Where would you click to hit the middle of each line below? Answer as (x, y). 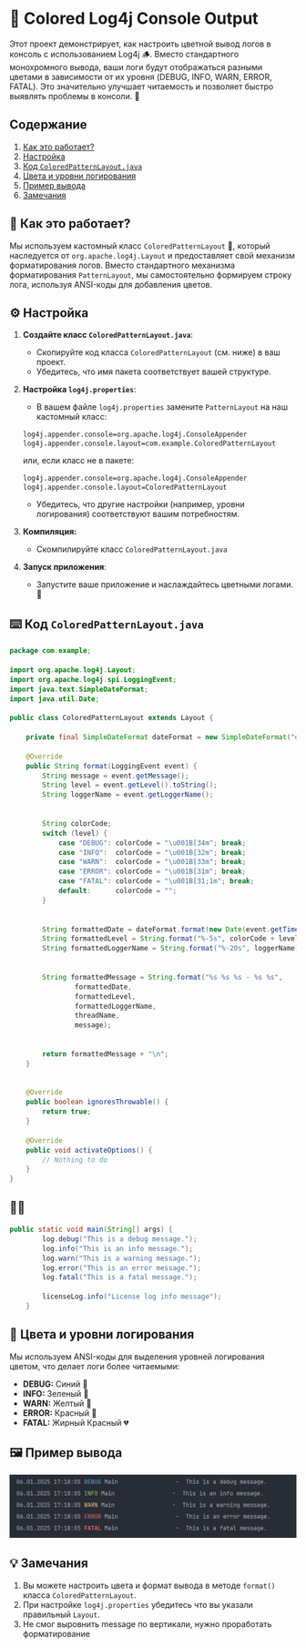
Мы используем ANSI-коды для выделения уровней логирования (137, 1357)
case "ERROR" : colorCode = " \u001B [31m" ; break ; (152, 872)
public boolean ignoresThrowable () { (97, 1102)
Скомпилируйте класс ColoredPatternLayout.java (132, 549)
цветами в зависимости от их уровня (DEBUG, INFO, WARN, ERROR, (141, 76)
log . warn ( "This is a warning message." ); (122, 1258)
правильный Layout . (61, 1614)
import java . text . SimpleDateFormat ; (79, 689)
